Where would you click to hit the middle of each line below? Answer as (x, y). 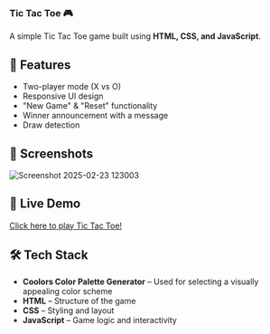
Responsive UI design (63, 96)
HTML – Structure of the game (79, 301)
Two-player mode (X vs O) (72, 87)
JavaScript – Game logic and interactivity (100, 320)
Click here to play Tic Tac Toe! (66, 225)
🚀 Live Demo (45, 204)
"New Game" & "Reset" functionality (90, 106)
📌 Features (40, 65)
